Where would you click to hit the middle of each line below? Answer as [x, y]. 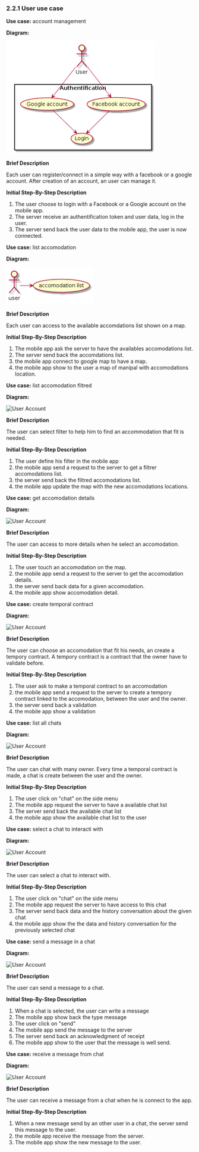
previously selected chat [45, 930]
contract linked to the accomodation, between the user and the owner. [101, 699]
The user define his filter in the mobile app [67, 461]
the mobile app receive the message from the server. [79, 1136]
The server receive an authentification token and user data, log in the [99, 217]
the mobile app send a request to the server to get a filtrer [86, 468]
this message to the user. [46, 1130]
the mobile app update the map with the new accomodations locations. [102, 486]
